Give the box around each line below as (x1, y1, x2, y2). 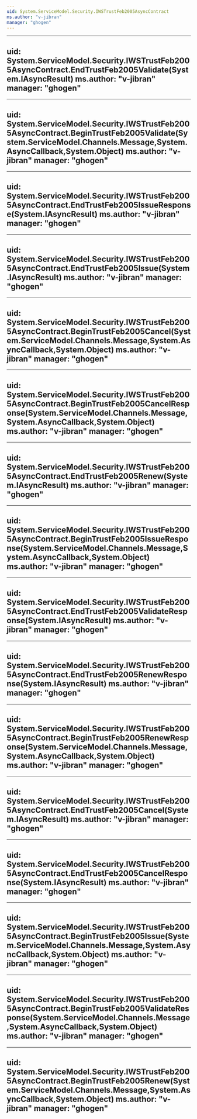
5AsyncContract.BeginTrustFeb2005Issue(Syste (6, 931, 189, 941)
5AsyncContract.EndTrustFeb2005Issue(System (6, 264, 190, 274)
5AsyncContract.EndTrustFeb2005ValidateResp (6, 606, 188, 617)
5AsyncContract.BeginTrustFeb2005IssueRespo (6, 534, 189, 544)
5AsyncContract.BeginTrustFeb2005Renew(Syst (6, 1076, 190, 1086)
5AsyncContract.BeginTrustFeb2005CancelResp (6, 399, 190, 409)
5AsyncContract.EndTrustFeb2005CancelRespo (6, 868, 188, 878)
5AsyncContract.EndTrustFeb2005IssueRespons (6, 200, 191, 210)
